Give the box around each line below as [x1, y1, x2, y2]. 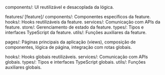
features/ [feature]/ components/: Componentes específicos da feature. [5, 14, 151, 19]
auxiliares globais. [5, 64, 42, 70]
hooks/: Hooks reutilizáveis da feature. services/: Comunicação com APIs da [5, 19, 161, 25]
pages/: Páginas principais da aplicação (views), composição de [5, 39, 136, 45]
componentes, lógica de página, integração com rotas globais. [5, 44, 132, 50]
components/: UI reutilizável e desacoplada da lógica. [5, 4, 114, 10]
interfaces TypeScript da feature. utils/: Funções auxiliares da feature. [5, 30, 147, 35]
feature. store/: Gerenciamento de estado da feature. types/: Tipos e [5, 24, 144, 30]
